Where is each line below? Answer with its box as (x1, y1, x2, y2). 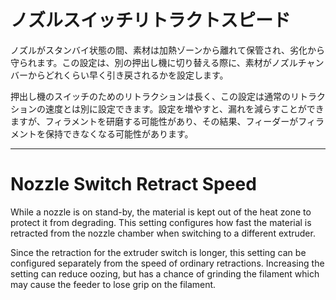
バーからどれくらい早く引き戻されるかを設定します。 (10, 69, 229, 81)
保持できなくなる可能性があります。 (44, 127, 194, 140)
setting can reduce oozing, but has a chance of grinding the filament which (10, 267, 320, 280)
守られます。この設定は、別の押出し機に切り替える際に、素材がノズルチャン (10, 56, 325, 68)
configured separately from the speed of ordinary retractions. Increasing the (10, 257, 325, 269)
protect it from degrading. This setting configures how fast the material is (10, 216, 312, 228)
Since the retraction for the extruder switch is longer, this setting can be (10, 246, 307, 258)
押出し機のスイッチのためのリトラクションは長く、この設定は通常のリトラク (10, 90, 326, 102)
